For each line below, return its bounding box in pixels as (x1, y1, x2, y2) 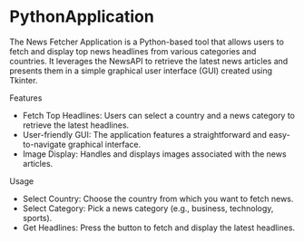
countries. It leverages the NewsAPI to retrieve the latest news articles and (9, 55, 289, 66)
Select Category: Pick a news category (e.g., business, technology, (22, 202, 274, 214)
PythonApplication (9, 6, 154, 27)
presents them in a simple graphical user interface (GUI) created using (9, 65, 273, 76)
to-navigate (22, 139, 66, 150)
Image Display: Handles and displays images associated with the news (22, 148, 288, 160)
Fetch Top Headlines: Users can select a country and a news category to (22, 110, 296, 121)
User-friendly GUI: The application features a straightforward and (22, 129, 268, 140)
